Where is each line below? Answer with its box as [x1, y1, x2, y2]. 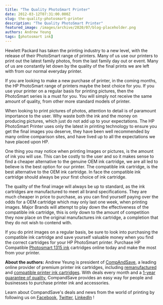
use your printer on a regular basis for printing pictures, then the [5, 88, 134, 94]
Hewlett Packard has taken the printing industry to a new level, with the [5, 47, 148, 54]
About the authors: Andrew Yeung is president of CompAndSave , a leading [5, 259, 157, 265]
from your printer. [5, 250, 40, 255]
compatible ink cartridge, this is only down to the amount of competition [5, 209, 150, 215]
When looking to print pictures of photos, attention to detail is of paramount [5, 108, 157, 113]
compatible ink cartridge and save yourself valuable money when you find [5, 234, 154, 240]
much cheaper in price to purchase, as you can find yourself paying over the [5, 194, 159, 199]
